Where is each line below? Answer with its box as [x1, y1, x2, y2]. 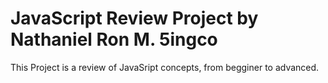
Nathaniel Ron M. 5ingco [10, 28, 218, 51]
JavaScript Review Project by [10, 7, 259, 30]
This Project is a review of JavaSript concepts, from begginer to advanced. [10, 61, 320, 73]
